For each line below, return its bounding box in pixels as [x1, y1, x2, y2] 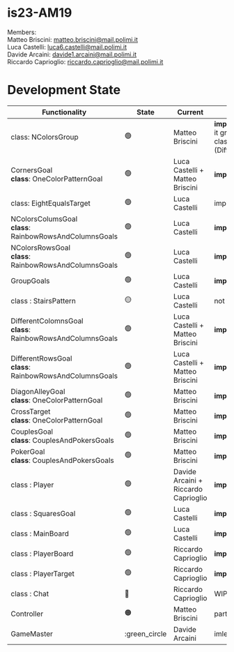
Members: [7, 28, 37, 36]
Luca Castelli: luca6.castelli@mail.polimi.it [7, 43, 127, 51]
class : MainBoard [10, 529, 70, 538]
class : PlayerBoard [10, 549, 74, 559]
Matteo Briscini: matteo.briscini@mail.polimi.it [7, 35, 138, 43]
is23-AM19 [7, 5, 72, 21]
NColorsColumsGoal [10, 214, 78, 224]
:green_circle [124, 629, 167, 639]
